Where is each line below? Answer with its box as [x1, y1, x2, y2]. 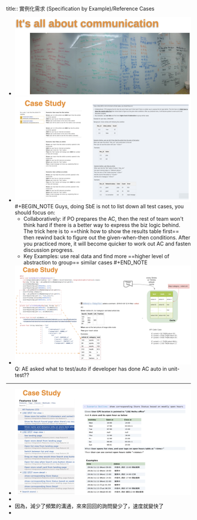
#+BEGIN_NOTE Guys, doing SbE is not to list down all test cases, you [14, 203, 184, 210]
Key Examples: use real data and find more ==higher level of [23, 253, 170, 260]
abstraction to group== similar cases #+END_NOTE [23, 259, 148, 266]
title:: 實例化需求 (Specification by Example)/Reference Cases [6, 5, 155, 12]
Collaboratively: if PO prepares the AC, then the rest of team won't [23, 215, 184, 222]
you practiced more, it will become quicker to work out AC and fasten [23, 240, 191, 248]
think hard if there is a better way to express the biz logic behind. [23, 222, 181, 229]
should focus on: [14, 209, 56, 216]
